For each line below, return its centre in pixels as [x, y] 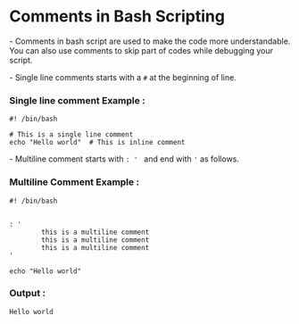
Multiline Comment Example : [75, 182]
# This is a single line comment [71, 135]
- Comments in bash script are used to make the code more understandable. [150, 41]
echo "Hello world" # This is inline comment [97, 143]
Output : [28, 294]
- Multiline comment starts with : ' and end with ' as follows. [124, 159]
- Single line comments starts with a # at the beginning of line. [123, 77]
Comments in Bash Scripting [117, 17]
